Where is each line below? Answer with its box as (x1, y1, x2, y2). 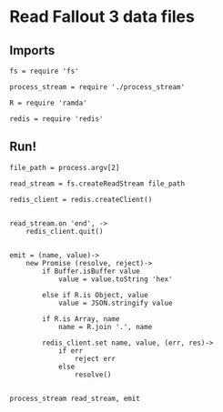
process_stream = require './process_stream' (9, 83, 185, 92)
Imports (9, 43, 56, 58)
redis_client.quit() (25, 226, 104, 236)
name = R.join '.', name (57, 322, 153, 331)
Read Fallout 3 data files (9, 6, 196, 27)
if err (57, 346, 84, 356)
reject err (74, 354, 117, 363)
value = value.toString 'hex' (57, 275, 173, 284)
